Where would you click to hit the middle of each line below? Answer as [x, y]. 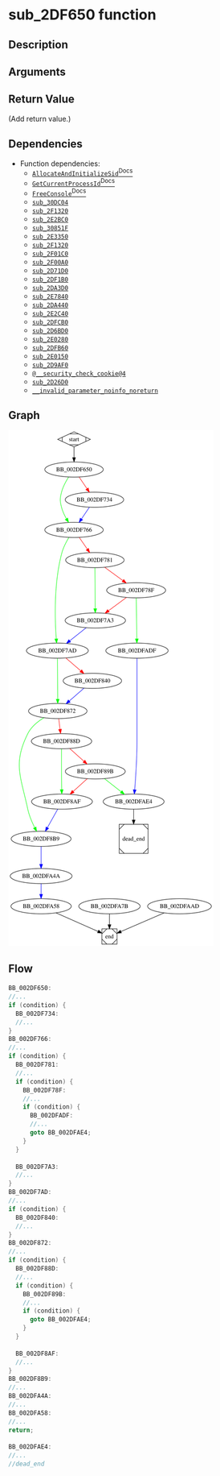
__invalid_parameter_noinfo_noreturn [95, 391]
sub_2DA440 [50, 305]
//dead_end [26, 1464]
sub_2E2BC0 [50, 219]
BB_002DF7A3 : [37, 1167]
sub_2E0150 [50, 356]
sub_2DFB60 [50, 348]
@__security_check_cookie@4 [79, 373]
